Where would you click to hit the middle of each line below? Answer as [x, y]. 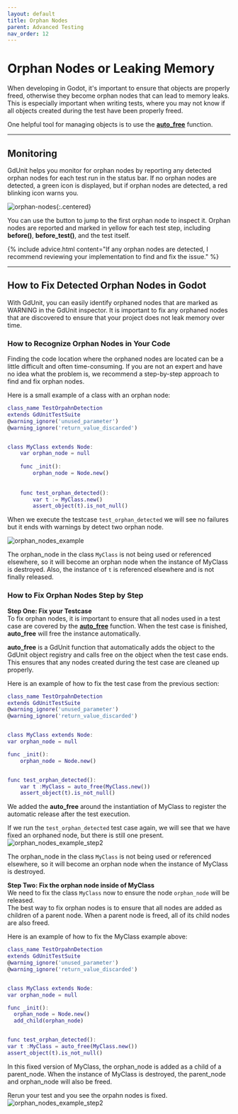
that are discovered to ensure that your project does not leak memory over [116, 317]
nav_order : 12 [28, 34]
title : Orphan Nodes [38, 21]
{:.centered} [74, 207]
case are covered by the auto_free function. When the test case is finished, [118, 626]
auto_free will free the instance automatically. [74, 633]
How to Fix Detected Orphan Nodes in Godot [107, 286]
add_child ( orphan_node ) [49, 1021]
